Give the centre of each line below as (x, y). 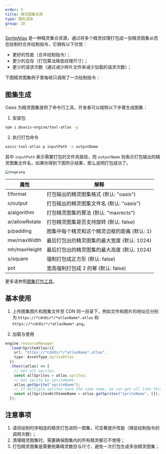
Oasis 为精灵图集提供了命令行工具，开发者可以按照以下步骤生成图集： (76, 108)
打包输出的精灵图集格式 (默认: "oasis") (91, 194)
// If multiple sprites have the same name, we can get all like (83, 389)
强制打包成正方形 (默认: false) (81, 259)
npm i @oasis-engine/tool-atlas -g (42, 127)
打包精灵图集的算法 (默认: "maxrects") (91, 213)
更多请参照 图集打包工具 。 (31, 281)
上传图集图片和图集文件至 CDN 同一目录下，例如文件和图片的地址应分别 (85, 311)
